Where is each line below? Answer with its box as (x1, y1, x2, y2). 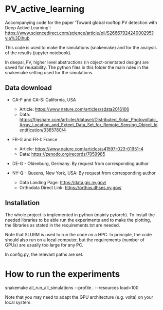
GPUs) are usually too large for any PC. (5, 242, 84, 248)
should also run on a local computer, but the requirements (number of (5, 237, 145, 243)
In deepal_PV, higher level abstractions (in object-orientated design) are (5, 59, 149, 65)
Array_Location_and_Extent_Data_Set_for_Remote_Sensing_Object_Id (19, 122, 158, 127)
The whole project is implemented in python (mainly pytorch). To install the (5, 211, 155, 218)
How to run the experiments (5, 269, 120, 279)
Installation (5, 199, 40, 207)
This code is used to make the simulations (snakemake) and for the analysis (5, 44, 157, 50)
